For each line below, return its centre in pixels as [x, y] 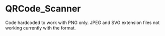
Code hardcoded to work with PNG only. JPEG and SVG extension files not [82, 22]
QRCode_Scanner [43, 9]
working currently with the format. [41, 27]
